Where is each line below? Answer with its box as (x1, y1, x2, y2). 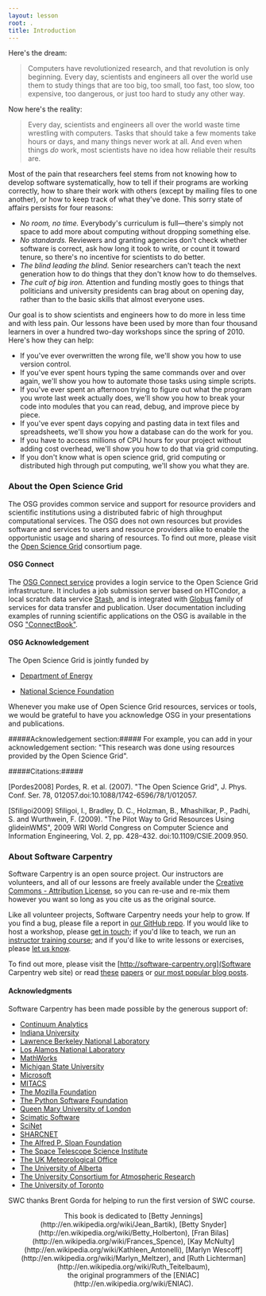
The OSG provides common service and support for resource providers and (8, 499, 256, 508)
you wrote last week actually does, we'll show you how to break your (19, 393, 245, 403)
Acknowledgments (8, 985, 73, 996)
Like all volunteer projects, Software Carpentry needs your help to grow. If (8, 910, 250, 920)
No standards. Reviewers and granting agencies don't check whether (19, 236, 248, 245)
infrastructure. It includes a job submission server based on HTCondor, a (8, 585, 246, 595)
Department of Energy (19, 671, 93, 681)
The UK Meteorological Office (19, 1154, 118, 1164)
